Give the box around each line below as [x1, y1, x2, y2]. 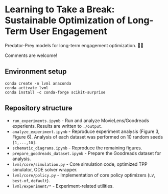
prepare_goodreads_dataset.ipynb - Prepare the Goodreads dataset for [12, 150, 161, 156]
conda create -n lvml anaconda [5, 81, 71, 86]
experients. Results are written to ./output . [12, 123, 103, 129]
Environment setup [5, 67, 67, 76]
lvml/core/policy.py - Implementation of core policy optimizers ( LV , [12, 172, 155, 178]
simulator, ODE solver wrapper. [12, 166, 78, 172]
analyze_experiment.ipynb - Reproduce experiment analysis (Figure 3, [12, 128, 160, 134]
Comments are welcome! [5, 52, 57, 59]
